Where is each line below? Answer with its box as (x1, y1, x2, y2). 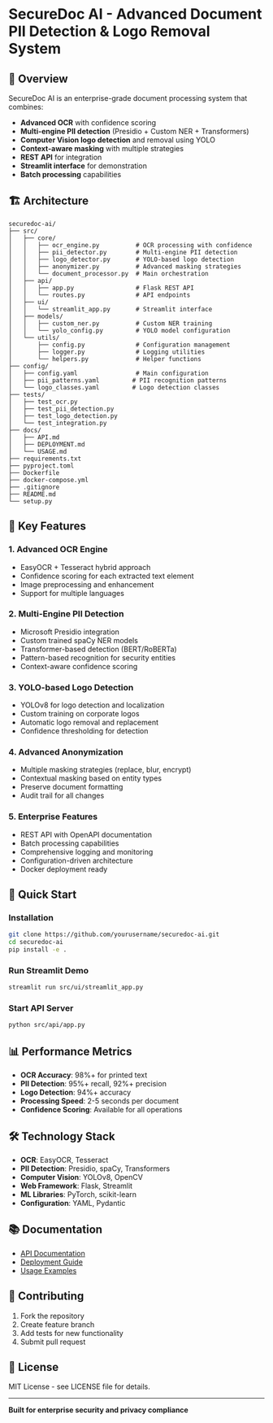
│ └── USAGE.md (8, 447, 67, 455)
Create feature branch (19, 1319, 95, 1329)
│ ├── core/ (8, 233, 57, 242)
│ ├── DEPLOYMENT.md (8, 440, 85, 448)
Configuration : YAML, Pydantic (19, 1198, 126, 1208)
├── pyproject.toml (8, 461, 75, 470)
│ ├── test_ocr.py (8, 398, 79, 406)
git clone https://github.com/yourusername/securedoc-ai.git (8, 930, 220, 939)
